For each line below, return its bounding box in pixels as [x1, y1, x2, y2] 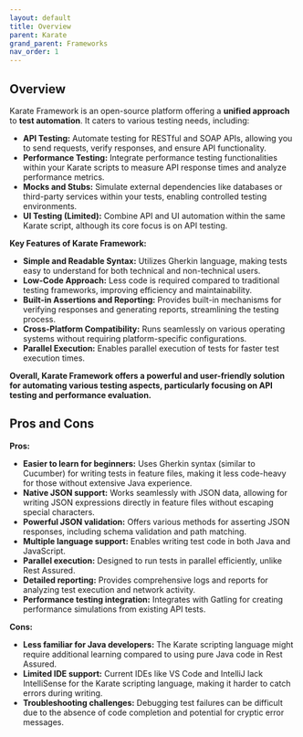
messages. [22, 716, 65, 727]
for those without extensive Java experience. [22, 477, 193, 489]
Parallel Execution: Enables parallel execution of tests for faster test [22, 342, 280, 353]
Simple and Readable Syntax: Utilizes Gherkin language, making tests [22, 255, 287, 266]
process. [22, 313, 57, 324]
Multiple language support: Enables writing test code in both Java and [22, 535, 291, 546]
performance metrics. [22, 171, 105, 183]
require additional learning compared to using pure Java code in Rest [22, 648, 283, 659]
